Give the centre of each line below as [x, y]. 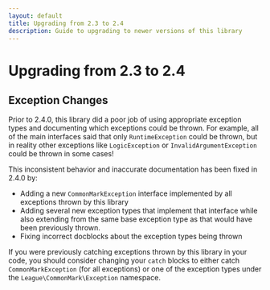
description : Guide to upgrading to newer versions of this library [125, 31]
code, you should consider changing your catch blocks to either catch [124, 261]
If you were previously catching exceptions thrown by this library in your [128, 252]
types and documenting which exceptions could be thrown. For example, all [133, 128]
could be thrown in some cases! [61, 154]
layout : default [35, 16]
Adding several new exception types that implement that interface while [139, 211]
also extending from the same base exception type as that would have [136, 219]
